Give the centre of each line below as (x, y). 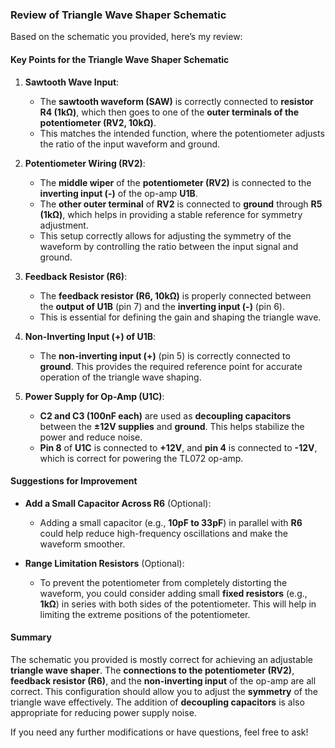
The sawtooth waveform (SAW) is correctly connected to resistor (176, 101)
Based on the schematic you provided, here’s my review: (126, 37)
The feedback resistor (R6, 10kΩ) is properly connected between (175, 295)
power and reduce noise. (91, 437)
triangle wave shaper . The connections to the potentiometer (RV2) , (152, 670)
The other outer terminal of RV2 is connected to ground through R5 (181, 204)
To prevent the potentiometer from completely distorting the (163, 582)
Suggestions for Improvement (74, 481)
